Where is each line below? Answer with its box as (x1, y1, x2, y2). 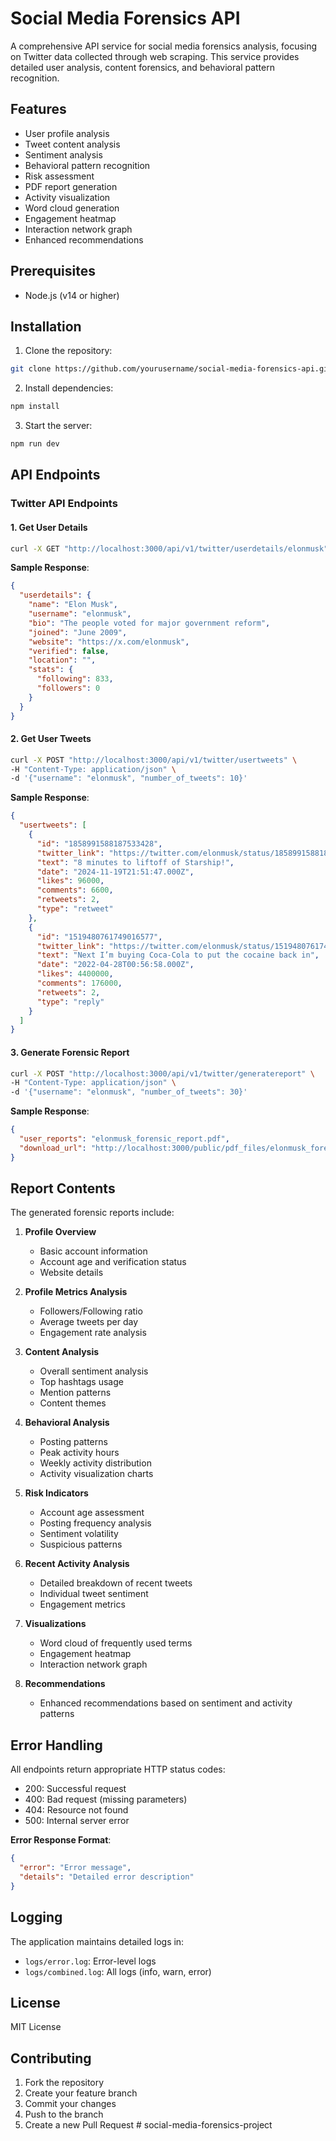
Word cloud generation (24, 202, 120, 214)
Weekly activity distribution (39, 1457, 152, 1469)
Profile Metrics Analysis (24, 1286, 128, 1298)
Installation (10, 318, 82, 335)
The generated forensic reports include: (10, 1207, 175, 1219)
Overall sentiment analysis (39, 1365, 149, 1377)
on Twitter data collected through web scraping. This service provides (10, 50, 300, 62)
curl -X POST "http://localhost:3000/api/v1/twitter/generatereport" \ (10, 1068, 315, 1079)
